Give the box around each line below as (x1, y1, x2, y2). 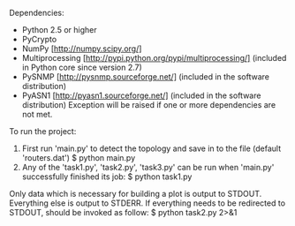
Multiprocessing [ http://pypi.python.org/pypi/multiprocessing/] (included (21, 53, 287, 63)
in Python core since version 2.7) (21, 62, 143, 72)
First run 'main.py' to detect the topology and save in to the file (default (21, 143, 282, 154)
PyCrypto (21, 34, 57, 44)
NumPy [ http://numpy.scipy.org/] (21, 43, 142, 54)
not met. (21, 109, 53, 119)
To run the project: (9, 126, 77, 136)
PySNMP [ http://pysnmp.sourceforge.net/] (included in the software (21, 72, 269, 82)
